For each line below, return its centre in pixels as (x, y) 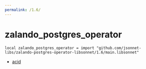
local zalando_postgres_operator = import (49, 48)
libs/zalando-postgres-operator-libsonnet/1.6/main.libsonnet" (72, 52)
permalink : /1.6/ (23, 10)
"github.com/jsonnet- (119, 48)
